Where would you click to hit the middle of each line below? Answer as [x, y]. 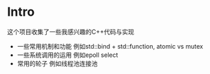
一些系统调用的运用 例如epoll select [67, 55]
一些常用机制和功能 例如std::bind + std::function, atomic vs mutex [110, 46]
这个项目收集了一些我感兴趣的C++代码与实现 [71, 32]
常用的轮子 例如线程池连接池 [57, 63]
